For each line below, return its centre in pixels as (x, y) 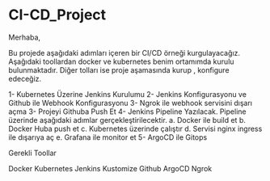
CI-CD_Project (57, 15)
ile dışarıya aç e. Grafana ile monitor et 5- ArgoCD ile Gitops (108, 137)
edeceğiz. (25, 78)
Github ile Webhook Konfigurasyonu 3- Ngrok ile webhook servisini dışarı (131, 103)
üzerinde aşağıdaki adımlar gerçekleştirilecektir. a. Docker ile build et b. (127, 120)
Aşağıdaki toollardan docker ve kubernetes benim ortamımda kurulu (121, 61)
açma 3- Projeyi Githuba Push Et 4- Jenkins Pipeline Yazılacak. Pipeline (127, 112)
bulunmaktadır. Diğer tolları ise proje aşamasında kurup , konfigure (119, 69)
